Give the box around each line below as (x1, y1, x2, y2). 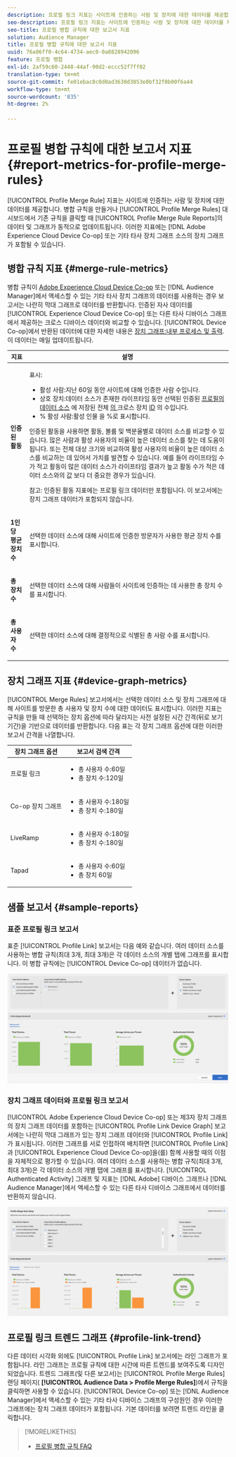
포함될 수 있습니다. (14, 240, 65, 248)
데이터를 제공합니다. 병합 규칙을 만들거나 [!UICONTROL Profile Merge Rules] (7, 204, 221, 213)
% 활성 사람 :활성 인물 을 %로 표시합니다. (39, 412, 150, 420)
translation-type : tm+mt (7, 70, 80, 78)
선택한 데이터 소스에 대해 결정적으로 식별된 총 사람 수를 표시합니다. (29, 631, 211, 639)
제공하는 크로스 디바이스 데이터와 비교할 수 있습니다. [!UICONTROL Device (20, 318, 227, 326)
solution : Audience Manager (7, 34, 90, 41)
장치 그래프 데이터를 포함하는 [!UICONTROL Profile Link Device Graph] (14, 1121, 213, 1131)
